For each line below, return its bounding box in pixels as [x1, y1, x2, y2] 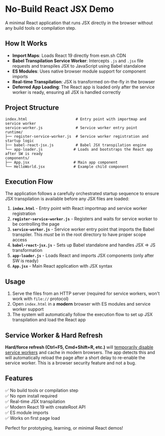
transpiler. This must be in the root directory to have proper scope [12, 232, 146, 238]
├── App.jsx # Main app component [5, 159, 118, 165]
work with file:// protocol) [12, 296, 69, 302]
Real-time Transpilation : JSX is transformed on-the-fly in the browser [12, 79, 155, 84]
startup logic [5, 138, 34, 143]
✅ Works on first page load [5, 415, 60, 421]
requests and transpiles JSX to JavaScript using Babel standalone [12, 63, 146, 69]
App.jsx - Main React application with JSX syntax [12, 263, 112, 269]
